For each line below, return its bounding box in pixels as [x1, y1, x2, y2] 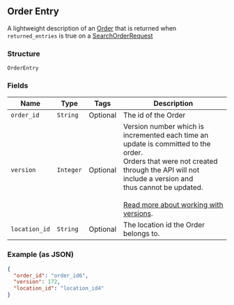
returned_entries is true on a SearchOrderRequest [7, 31, 153, 40]
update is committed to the [123, 139, 211, 149]
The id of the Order [123, 111, 186, 120]
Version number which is [123, 122, 204, 132]
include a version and [123, 174, 194, 184]
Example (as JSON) [7, 250, 75, 260]
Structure [7, 49, 40, 58]
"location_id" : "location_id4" [13, 285, 104, 292]
